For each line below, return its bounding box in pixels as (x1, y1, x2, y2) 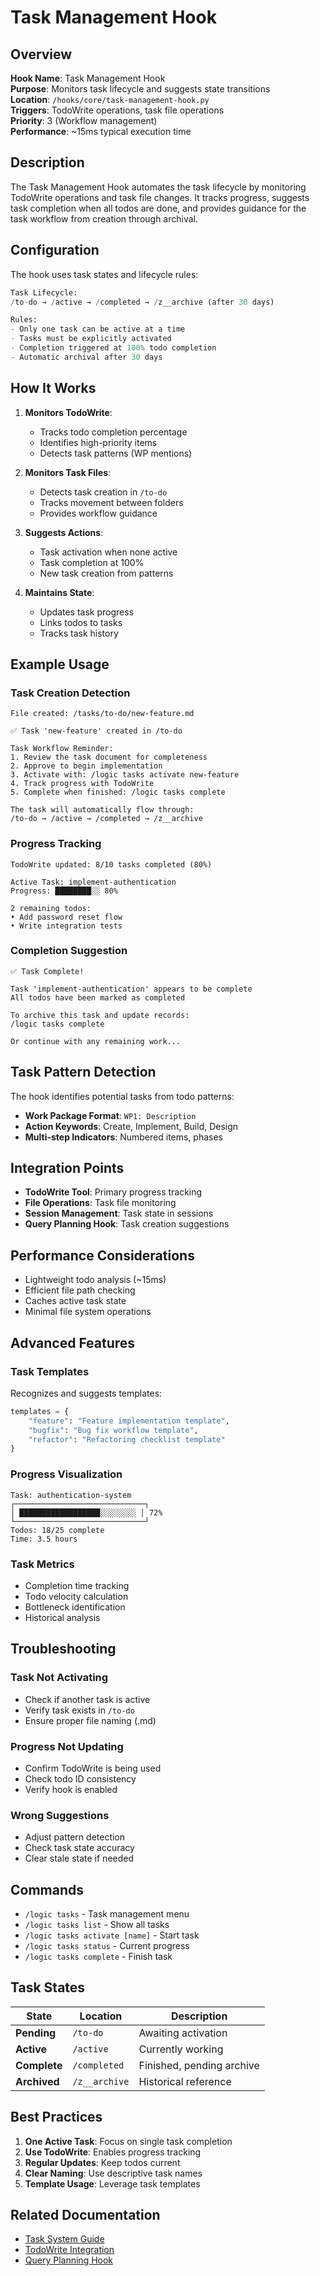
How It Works (10, 380, 97, 397)
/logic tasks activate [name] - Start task (24, 1929, 200, 1941)
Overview (10, 46, 73, 63)
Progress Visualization (10, 1467, 123, 1481)
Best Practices (10, 2109, 103, 2126)
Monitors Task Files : (24, 466, 112, 478)
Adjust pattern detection (24, 1831, 126, 1843)
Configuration (10, 242, 100, 259)
